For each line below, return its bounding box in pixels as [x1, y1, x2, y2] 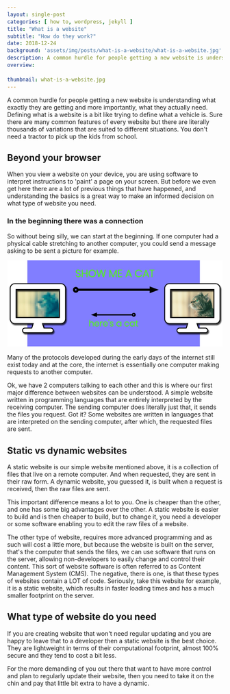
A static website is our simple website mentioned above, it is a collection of [7, 463, 219, 471]
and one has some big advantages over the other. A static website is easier [7, 506, 219, 514]
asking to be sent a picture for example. [7, 247, 119, 255]
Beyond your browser [7, 151, 101, 164]
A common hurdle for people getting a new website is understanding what [7, 96, 216, 104]
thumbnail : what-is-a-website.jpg [7, 76, 106, 83]
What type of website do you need [7, 611, 157, 623]
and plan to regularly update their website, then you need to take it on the [7, 671, 214, 680]
